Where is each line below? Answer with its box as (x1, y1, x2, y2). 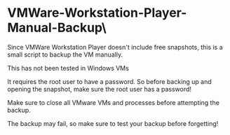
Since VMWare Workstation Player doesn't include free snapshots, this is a (7, 43, 223, 51)
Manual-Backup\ (7, 20, 107, 36)
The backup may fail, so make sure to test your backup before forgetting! (7, 119, 219, 127)
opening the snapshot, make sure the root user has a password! (7, 85, 191, 93)
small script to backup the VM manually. (7, 50, 123, 59)
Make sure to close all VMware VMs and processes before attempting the (7, 98, 219, 106)
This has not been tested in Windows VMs (7, 64, 130, 72)
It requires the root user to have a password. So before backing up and (7, 77, 212, 85)
